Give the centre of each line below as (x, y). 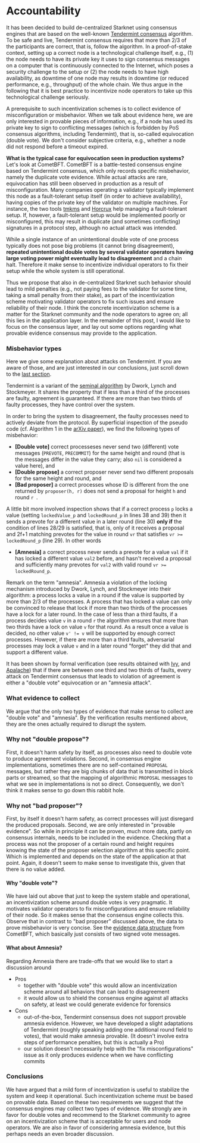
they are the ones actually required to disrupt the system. (76, 724)
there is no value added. (36, 869)
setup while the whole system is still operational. (65, 271)
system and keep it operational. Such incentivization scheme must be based (100, 1096)
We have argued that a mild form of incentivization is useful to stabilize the (98, 1089)
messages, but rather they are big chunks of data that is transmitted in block (100, 771)
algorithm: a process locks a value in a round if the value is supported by (95, 595)
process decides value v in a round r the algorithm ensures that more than (97, 621)
